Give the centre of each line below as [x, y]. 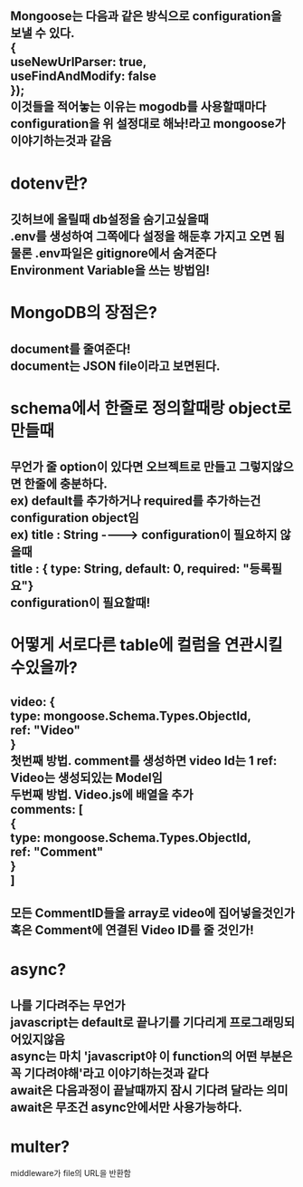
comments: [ [47, 809]
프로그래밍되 [262, 1022]
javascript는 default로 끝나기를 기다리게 [118, 1022]
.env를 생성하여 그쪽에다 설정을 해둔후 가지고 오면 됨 [148, 236]
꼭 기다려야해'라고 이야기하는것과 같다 [109, 1073]
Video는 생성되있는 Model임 [87, 777]
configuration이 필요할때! [80, 603]
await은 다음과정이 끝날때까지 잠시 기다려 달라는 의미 [149, 1090]
